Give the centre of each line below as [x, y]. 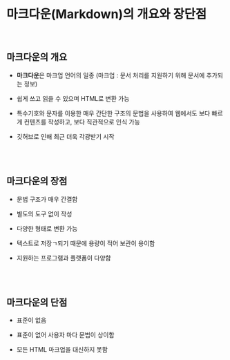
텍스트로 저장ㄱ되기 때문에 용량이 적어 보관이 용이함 [86, 243]
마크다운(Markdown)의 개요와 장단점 [107, 14]
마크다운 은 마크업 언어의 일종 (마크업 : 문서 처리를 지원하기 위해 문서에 [111, 75]
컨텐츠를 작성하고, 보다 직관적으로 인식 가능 [82, 122]
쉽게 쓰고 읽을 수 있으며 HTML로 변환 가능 [73, 98]
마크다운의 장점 [37, 181]
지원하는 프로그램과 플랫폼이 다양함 [64, 258]
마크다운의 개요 [37, 57]
